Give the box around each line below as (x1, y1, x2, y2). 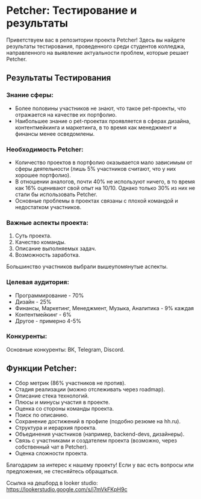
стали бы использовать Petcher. (14, 191, 97, 198)
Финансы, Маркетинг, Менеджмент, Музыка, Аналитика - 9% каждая (14, 304, 194, 311)
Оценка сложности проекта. (14, 449, 88, 457)
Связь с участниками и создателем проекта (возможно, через (14, 436, 178, 444)
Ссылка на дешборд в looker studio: (6, 479, 98, 486)
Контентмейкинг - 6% (14, 311, 72, 318)
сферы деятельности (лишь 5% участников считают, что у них (14, 165, 176, 172)
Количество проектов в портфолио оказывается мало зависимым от (14, 159, 193, 166)
